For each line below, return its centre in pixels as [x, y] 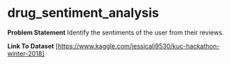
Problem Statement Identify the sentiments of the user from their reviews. [116, 32]
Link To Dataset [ [33, 46]
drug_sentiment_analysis [83, 13]
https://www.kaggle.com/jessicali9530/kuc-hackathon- [139, 46]
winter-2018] [26, 53]
